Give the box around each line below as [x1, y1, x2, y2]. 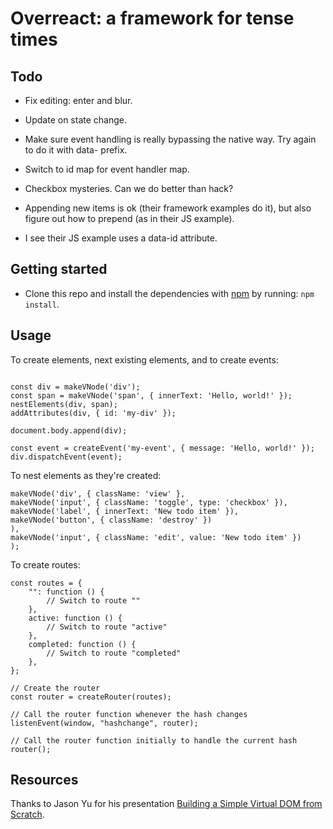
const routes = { [10, 578, 83, 588]
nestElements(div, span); [10, 399, 118, 409]
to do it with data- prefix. [24, 144, 128, 156]
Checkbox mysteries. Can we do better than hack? [24, 183, 234, 194]
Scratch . [10, 808, 45, 821]
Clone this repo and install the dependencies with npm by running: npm [24, 287, 315, 299]
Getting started [10, 261, 108, 278]
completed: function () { [28, 639, 137, 649]
